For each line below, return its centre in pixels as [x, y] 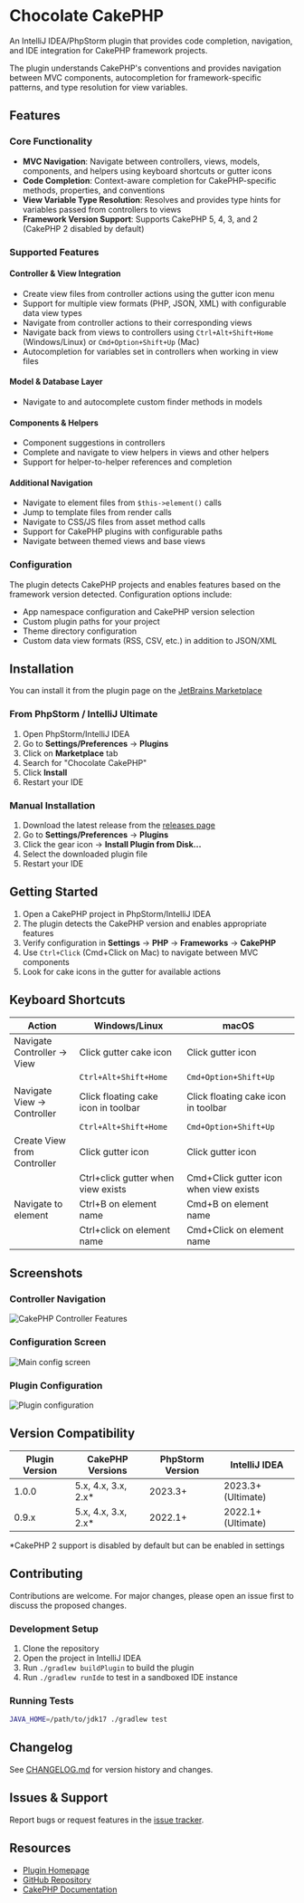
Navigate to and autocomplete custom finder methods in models [142, 402]
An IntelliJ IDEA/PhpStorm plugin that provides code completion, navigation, [151, 41]
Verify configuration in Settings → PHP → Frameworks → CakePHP [149, 942]
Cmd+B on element [228, 1203]
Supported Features [54, 252]
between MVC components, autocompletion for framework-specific [136, 77]
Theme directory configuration [80, 631]
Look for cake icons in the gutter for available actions [122, 971]
